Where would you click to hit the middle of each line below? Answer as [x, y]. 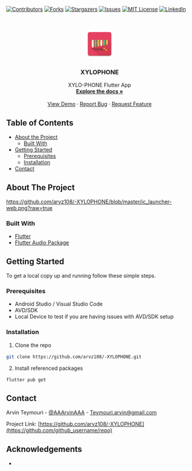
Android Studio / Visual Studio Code [59, 304]
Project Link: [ [23, 424]
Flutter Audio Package [42, 243]
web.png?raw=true [29, 208]
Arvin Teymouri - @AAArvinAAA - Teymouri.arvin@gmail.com [81, 413]
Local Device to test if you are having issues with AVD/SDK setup [94, 317]
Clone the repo [33, 345]
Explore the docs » [100, 92]
